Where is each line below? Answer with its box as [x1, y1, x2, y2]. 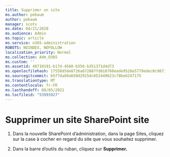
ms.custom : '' [5, 59, 35, 64]
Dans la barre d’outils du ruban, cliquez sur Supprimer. [12, 146, 127, 152]
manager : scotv [5, 21, 37, 27]
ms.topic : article [5, 36, 44, 41]
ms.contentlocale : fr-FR [5, 83, 58, 88]
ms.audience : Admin [5, 31, 47, 36]
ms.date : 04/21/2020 [5, 26, 49, 31]
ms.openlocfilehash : [5, 69, 49, 74]
